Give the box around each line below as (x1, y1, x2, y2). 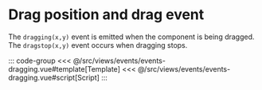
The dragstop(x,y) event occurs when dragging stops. (8, 40, 188, 49)
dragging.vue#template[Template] (8, 64, 121, 73)
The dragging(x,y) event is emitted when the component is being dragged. (8, 32, 255, 41)
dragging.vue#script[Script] (8, 72, 100, 82)
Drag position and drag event (8, 6, 205, 24)
